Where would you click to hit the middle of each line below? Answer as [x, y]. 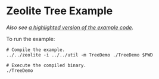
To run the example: [31, 39]
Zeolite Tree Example [60, 11]
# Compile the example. [36, 50]
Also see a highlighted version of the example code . [70, 27]
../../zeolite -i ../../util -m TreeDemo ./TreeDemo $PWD [79, 55]
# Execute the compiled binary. [46, 65]
